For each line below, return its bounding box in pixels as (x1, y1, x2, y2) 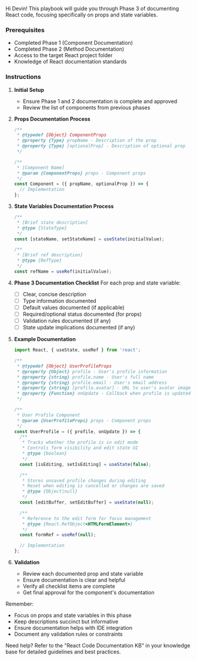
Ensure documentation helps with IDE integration (14, 624, 133, 632)
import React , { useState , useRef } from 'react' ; (14, 347, 141, 353)
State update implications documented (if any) (22, 324, 135, 331)
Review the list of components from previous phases (22, 104, 151, 111)
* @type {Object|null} (22, 488, 78, 494)
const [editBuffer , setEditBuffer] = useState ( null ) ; (19, 500, 154, 505)
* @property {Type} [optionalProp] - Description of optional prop (16, 143, 186, 149)
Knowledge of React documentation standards (14, 58, 127, 65)
